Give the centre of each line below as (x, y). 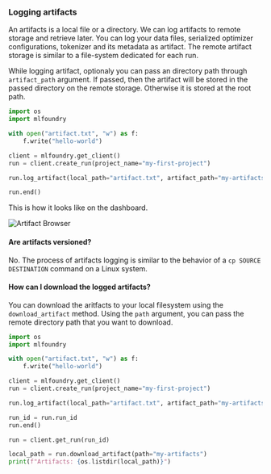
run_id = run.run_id (43, 417)
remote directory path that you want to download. (91, 322)
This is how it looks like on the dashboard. (78, 208)
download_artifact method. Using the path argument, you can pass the (126, 313)
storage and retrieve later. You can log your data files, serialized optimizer (131, 38)
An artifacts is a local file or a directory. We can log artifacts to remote (125, 30)
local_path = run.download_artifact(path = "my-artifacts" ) (108, 455)
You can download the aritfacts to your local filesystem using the (116, 304)
